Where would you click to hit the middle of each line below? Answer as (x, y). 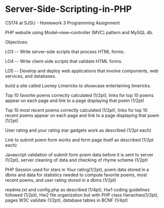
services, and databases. (31, 76)
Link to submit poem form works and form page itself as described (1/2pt (80, 140)
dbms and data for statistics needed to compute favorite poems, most (76, 175)
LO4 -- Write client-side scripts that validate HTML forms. (64, 61)
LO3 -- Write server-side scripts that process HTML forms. (65, 52)
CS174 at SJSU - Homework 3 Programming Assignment (62, 23)
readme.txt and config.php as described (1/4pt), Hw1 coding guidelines (77, 190)
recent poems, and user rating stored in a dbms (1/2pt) (61, 180)
